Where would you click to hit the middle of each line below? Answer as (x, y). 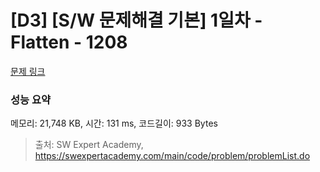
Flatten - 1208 (69, 42)
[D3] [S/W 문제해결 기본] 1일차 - (136, 20)
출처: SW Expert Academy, (89, 145)
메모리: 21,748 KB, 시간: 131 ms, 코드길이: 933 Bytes (114, 123)
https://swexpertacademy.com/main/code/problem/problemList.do (172, 156)
